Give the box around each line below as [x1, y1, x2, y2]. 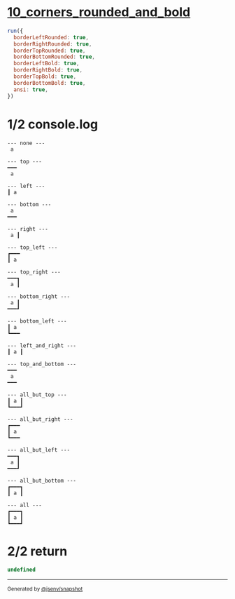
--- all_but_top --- [7, 391, 68, 398]
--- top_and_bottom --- [7, 361, 77, 368]
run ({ [7, 27, 23, 34]
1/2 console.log [7, 116, 99, 132]
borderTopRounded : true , [13, 47, 86, 54]
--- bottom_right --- [7, 292, 71, 300]
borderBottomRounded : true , [13, 53, 96, 60]
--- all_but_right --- [7, 415, 73, 423]
